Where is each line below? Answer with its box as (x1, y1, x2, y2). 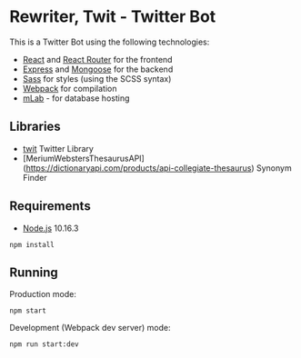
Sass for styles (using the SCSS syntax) (22, 73, 172, 84)
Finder (22, 172, 47, 183)
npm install (9, 240, 55, 249)
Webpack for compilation (22, 83, 117, 94)
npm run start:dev (9, 340, 79, 349)
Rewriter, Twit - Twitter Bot (9, 6, 216, 27)
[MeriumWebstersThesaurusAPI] (22, 153, 145, 164)
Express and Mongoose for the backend (22, 64, 174, 75)
